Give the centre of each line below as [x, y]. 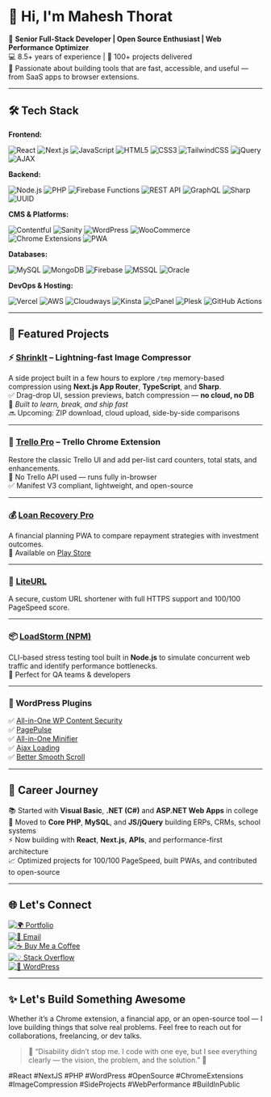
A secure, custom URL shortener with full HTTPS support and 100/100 [125, 599]
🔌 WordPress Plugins [50, 703]
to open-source [34, 871]
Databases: [28, 254]
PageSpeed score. [39, 608]
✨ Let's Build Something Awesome [97, 999]
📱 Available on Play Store [50, 553]
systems [22, 830]
